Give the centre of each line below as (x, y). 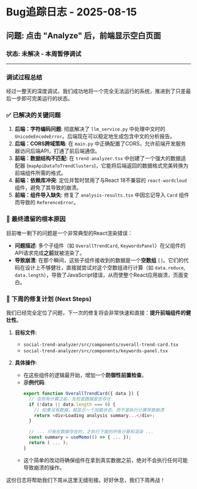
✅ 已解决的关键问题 (33, 115)
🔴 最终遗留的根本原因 (36, 219)
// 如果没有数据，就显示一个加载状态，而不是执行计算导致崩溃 (99, 410)
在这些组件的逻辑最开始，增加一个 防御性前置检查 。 (85, 375)
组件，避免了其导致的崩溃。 (48, 188)
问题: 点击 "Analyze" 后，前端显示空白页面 (84, 36)
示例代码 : (34, 383)
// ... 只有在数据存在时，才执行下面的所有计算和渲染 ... (91, 432)
